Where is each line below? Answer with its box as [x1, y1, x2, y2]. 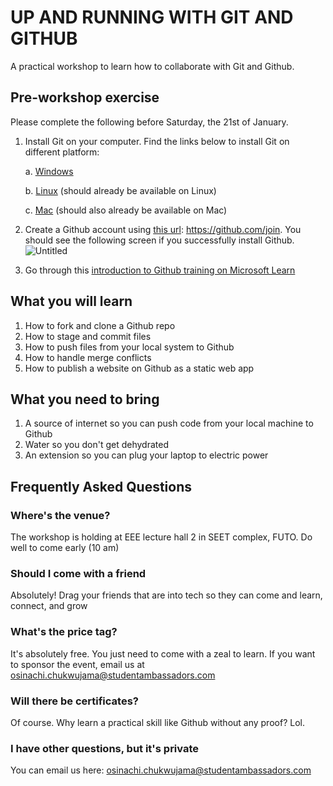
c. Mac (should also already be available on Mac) [24, 204, 228, 216]
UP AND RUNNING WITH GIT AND [10, 6, 294, 29]
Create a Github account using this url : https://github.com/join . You [24, 223, 302, 235]
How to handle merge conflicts [24, 351, 152, 363]
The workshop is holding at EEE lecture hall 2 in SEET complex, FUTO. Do [10, 531, 313, 543]
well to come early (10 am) [10, 542, 120, 554]
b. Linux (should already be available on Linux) [24, 184, 217, 196]
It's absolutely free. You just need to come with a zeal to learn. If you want [10, 647, 316, 660]
